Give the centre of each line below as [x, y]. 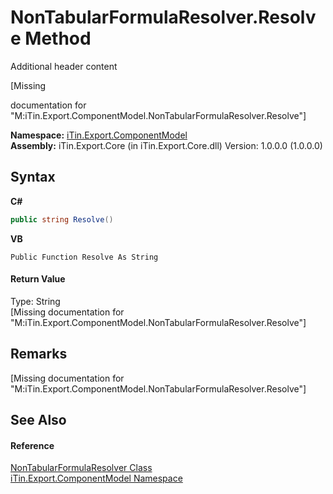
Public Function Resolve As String [84, 257]
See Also [38, 420]
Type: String [35, 301]
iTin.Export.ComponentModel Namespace [96, 478]
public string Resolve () [62, 219]
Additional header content [64, 66]
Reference [32, 445]
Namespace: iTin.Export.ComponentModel [99, 135]
